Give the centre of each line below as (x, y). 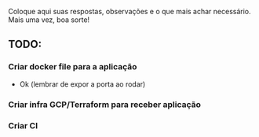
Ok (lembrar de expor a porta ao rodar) (82, 84)
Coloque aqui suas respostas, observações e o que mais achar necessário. (129, 11)
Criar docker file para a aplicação (73, 67)
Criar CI (23, 125)
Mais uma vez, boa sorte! (49, 20)
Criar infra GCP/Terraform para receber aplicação (105, 104)
